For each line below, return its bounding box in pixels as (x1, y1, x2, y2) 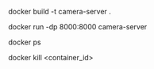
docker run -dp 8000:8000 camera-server (8, 22, 148, 31)
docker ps (8, 37, 41, 47)
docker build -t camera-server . (8, 7, 111, 16)
